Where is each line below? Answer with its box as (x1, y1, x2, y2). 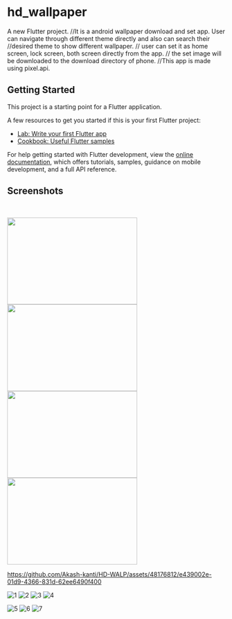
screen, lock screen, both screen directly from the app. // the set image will (7, 49, 222, 58)
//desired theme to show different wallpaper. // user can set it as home (7, 42, 208, 50)
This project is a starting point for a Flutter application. (7, 102, 162, 111)
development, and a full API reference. (7, 164, 117, 173)
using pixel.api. (7, 64, 51, 72)
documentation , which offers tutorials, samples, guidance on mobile (7, 158, 201, 166)
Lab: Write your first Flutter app (17, 129, 107, 137)
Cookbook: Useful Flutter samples (17, 137, 115, 145)
